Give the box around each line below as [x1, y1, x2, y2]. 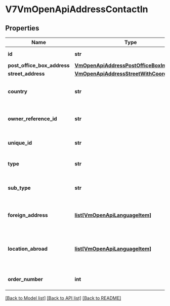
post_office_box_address [8, 62, 70, 69]
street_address [8, 70, 45, 77]
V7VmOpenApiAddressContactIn [5, 4, 148, 15]
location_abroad [8, 245, 48, 252]
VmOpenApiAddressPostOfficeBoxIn [74, 62, 165, 69]
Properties [5, 24, 39, 32]
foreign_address [8, 212, 48, 219]
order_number [8, 276, 43, 283]
